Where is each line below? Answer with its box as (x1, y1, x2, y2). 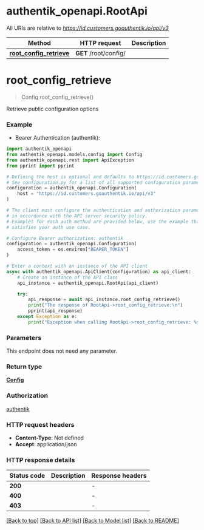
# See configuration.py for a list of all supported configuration (6, 179, 181, 186)
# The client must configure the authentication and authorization (6, 208, 181, 214)
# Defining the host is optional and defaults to (6, 174, 135, 180)
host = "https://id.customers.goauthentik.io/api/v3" (17, 191, 156, 197)
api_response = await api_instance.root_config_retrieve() (28, 296, 181, 303)
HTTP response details (6, 455, 75, 464)
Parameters (6, 333, 41, 342)
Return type (6, 362, 42, 371)
